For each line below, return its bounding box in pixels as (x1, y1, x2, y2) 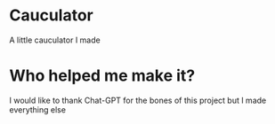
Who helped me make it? (9, 66, 196, 86)
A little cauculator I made (9, 35, 101, 45)
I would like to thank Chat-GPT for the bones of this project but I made (9, 95, 267, 105)
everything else (9, 104, 67, 115)
